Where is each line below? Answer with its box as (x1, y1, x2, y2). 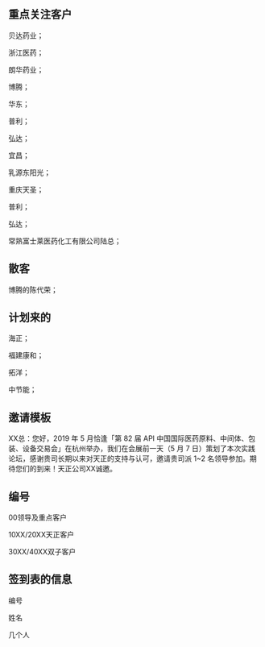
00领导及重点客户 (8, 512, 67, 522)
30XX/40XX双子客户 (8, 547, 77, 557)
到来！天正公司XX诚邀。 (35, 464, 118, 474)
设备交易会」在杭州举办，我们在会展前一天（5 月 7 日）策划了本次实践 (22, 444, 256, 454)
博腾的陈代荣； (8, 284, 58, 294)
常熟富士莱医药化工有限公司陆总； (8, 236, 122, 246)
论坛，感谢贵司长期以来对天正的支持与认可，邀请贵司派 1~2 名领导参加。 (8, 454, 250, 463)
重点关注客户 (8, 7, 72, 22)
